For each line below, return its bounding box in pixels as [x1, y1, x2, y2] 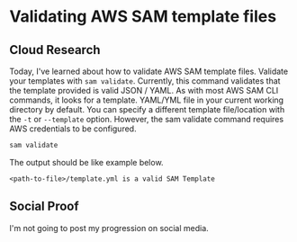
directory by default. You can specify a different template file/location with [9, 104, 285, 114]
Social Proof [9, 199, 79, 214]
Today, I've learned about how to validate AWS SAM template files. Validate [9, 66, 289, 76]
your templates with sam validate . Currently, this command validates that [9, 76, 281, 86]
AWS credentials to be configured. [9, 123, 137, 134]
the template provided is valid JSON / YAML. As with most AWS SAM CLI [9, 85, 279, 95]
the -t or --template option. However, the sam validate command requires [9, 114, 284, 124]
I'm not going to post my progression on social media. [9, 222, 209, 233]
